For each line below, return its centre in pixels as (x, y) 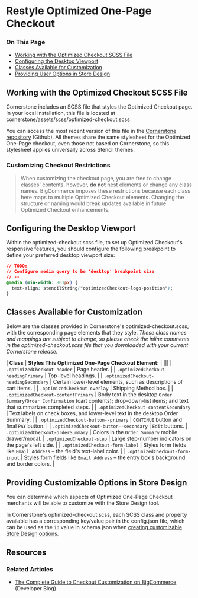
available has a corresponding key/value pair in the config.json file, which (95, 521)
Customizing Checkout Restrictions (58, 166)
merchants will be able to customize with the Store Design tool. (83, 503)
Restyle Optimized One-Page (79, 11)
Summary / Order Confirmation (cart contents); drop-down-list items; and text (98, 401)
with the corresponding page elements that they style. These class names (97, 333)
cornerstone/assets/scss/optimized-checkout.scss (68, 119)
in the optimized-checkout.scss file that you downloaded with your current (97, 345)
